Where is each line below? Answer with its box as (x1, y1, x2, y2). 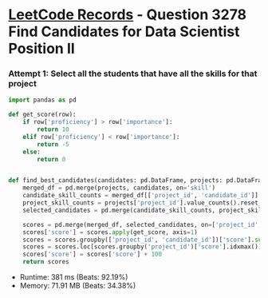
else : (22, 148, 41, 156)
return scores (22, 258, 69, 266)
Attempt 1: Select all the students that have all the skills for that (8, 68, 258, 79)
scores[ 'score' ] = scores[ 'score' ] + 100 (22, 250, 162, 259)
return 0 (37, 155, 66, 163)
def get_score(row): (8, 110, 77, 119)
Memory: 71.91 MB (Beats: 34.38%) (19, 281, 136, 291)
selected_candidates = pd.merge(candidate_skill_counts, (22, 206, 216, 214)
